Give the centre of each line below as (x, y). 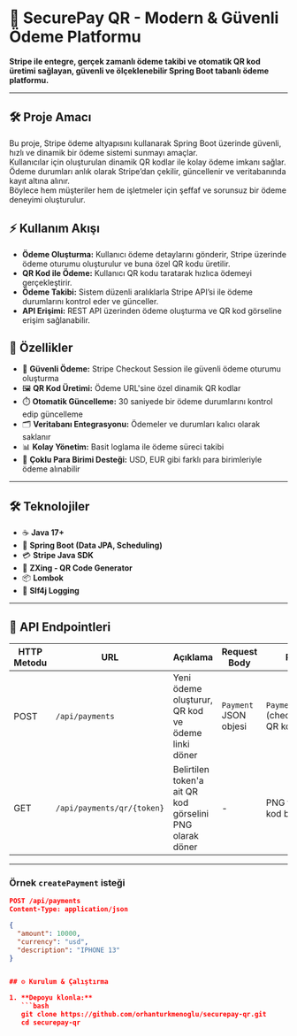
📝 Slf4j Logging (50, 591)
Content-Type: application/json (69, 909)
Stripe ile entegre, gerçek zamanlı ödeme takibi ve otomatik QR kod (135, 61)
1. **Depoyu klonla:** (51, 998)
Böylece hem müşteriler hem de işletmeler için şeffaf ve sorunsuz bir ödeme (148, 190)
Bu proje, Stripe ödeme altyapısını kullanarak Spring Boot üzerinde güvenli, (145, 143)
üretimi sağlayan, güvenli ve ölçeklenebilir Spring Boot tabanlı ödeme (139, 71)
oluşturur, (193, 700)
